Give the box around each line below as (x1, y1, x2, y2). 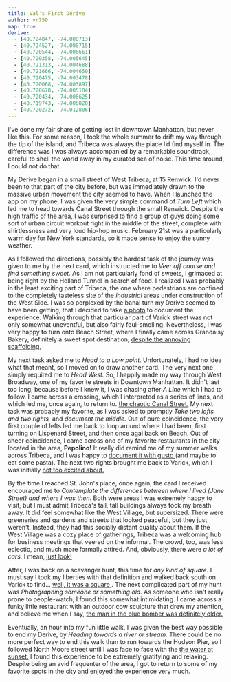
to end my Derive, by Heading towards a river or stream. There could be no (8, 630, 221, 639)
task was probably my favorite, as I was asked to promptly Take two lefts (8, 407, 214, 415)
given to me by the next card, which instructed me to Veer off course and (8, 261, 216, 270)
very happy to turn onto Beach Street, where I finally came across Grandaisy (8, 328, 225, 336)
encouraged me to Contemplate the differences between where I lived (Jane (8, 486, 224, 494)
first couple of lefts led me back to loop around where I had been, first (8, 421, 206, 430)
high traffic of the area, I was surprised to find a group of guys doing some (8, 212, 219, 220)
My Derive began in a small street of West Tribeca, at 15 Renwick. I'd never (8, 175, 220, 183)
